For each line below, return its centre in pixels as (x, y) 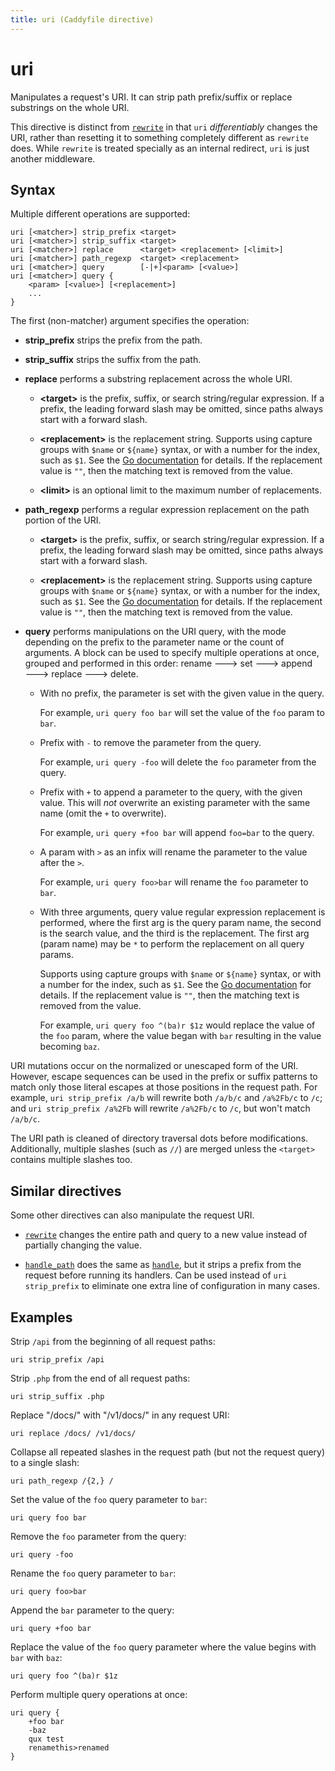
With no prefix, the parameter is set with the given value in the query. (182, 693)
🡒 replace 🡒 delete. (81, 674)
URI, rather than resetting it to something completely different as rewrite (159, 137)
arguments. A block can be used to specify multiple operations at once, (172, 653)
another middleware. (53, 158)
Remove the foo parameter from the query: (98, 1536)
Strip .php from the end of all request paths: (100, 1378)
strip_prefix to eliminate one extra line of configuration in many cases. (172, 1286)
